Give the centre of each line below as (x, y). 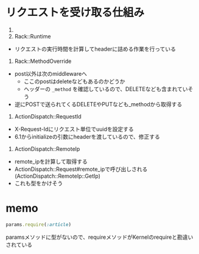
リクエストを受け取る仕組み (75, 13)
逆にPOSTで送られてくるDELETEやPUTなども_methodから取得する (98, 104)
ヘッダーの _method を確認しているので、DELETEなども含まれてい (106, 89)
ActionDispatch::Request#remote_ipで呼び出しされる (81, 169)
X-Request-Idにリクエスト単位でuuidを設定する (74, 129)
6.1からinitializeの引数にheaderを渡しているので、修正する (87, 136)
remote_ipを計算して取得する (51, 161)
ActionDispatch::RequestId (48, 116)
